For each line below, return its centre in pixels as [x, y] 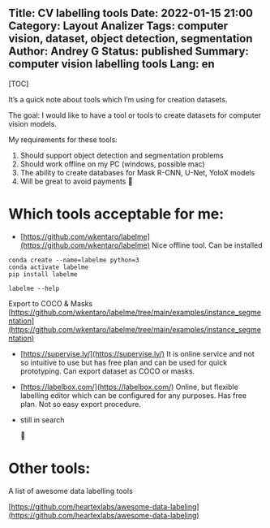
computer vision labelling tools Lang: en [111, 64]
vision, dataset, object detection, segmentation [131, 39]
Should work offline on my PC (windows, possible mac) [112, 164]
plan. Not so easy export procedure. [81, 404]
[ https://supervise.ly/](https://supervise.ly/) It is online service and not [137, 353]
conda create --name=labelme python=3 [74, 260]
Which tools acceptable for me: [116, 214]
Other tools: [49, 468]
